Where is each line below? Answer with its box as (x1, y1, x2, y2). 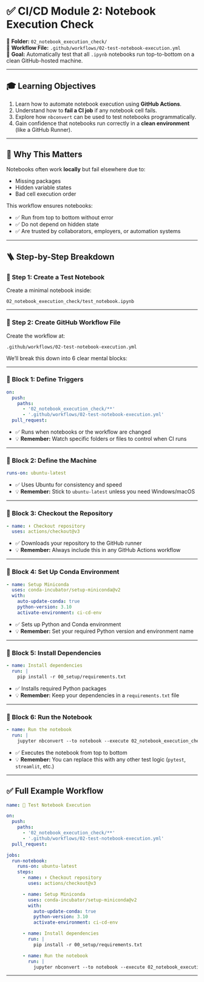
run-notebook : (12, 858, 47, 864)
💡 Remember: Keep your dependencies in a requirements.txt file (15, 691, 180, 699)
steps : (17, 869, 34, 875)
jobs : (6, 852, 20, 858)
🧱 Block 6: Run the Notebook (6, 712, 92, 721)
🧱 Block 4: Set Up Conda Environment (6, 568, 120, 576)
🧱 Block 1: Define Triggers (6, 375, 84, 384)
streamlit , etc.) (15, 762, 55, 769)
